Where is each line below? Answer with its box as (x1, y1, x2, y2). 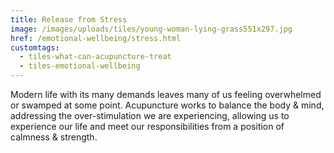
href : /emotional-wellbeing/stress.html (10, 33, 182, 43)
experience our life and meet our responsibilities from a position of (10, 121, 285, 132)
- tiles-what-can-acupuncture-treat (19, 52, 172, 62)
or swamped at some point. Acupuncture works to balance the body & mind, (10, 99, 325, 111)
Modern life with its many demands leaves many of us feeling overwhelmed (10, 89, 322, 100)
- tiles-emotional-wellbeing (19, 61, 141, 71)
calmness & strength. (10, 131, 98, 143)
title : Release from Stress (10, 14, 128, 25)
